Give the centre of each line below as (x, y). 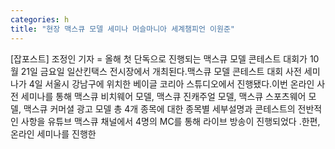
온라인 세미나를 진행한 (53, 133)
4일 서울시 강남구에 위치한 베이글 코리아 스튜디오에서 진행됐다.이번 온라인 (171, 83)
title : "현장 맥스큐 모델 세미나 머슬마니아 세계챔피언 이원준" (123, 29)
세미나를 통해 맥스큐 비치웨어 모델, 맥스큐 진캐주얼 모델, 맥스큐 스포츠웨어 (163, 96)
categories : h (40, 19)
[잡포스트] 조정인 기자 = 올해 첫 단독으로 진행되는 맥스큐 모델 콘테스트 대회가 (159, 58)
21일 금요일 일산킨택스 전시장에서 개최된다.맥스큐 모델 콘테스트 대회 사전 (161, 71)
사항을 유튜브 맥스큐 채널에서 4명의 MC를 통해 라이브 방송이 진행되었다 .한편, (170, 121)
